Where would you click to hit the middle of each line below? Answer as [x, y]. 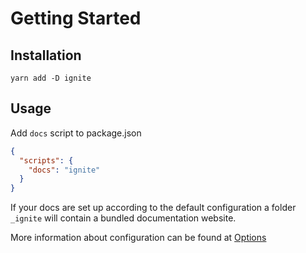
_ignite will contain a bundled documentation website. [123, 218]
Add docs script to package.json [76, 133]
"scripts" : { [46, 160]
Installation [46, 55]
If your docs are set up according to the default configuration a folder [153, 208]
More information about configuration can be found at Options [138, 238]
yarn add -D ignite [51, 78]
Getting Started [76, 18]
